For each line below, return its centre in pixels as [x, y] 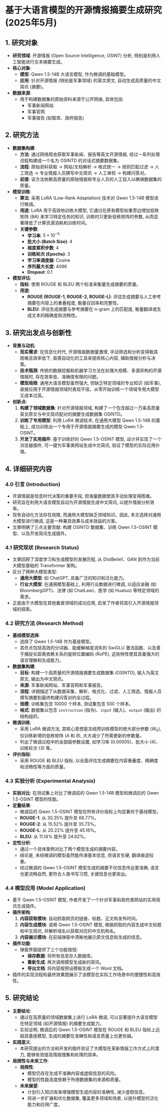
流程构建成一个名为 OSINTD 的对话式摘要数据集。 [71, 160]
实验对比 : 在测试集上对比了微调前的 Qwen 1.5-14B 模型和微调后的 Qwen [85, 793]
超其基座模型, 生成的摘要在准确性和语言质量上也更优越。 [78, 1036]
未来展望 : [29, 1086]
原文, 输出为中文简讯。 [43, 679]
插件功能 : [22, 943]
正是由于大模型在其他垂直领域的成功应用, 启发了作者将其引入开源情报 [83, 603]
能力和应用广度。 [45, 1104]
